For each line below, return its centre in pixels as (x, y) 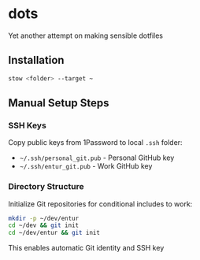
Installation (36, 60)
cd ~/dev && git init (44, 225)
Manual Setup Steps (59, 103)
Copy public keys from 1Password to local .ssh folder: (95, 143)
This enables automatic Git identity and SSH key (86, 248)
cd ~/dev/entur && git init (54, 233)
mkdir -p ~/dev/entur (44, 218)
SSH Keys (28, 125)
